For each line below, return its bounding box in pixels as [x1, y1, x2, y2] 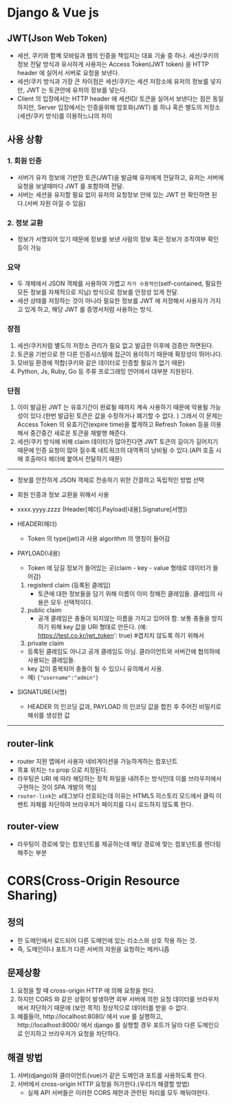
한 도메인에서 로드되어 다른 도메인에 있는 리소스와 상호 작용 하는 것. [16, 936, 197, 944]
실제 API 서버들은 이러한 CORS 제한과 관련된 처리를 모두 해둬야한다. [27, 1089, 210, 1097]
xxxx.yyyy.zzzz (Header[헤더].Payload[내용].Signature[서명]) [16, 505, 188, 513]
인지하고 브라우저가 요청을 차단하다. [24, 1029, 120, 1038]
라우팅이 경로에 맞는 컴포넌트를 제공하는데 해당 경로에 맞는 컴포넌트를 [16, 840, 203, 848]
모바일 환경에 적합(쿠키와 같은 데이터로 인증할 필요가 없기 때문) [16, 358, 186, 367]
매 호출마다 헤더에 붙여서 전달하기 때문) [16, 454, 122, 463]
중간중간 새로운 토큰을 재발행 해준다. [30, 429, 128, 437]
